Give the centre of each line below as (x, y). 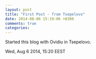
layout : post (19, 10)
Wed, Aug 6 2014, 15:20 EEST (35, 52)
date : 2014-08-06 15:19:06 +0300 (40, 19)
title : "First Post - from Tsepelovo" (45, 14)
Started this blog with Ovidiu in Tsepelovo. (48, 42)
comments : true (21, 23)
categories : (17, 28)
